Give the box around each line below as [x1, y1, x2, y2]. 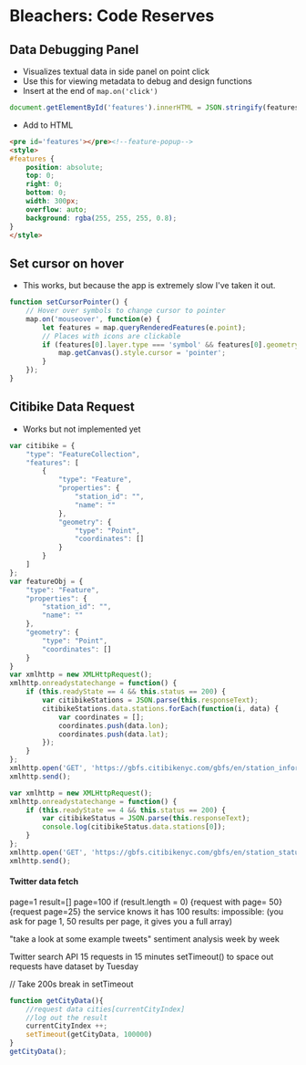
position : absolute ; [25, 162, 104, 172]
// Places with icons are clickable [42, 331, 181, 340]
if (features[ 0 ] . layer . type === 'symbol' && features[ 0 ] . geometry [42, 339, 300, 350]
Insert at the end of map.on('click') [22, 86, 158, 96]
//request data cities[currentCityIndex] [25, 1005, 185, 1014]
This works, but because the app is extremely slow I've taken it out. [22, 280, 276, 291]
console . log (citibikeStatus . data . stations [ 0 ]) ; [42, 822, 226, 831]
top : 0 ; [25, 171, 55, 181]
